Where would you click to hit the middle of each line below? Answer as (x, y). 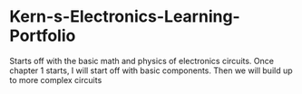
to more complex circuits (56, 80)
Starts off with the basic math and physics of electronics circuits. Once (142, 61)
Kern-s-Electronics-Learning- (125, 17)
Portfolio (43, 36)
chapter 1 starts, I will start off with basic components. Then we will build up (151, 70)
